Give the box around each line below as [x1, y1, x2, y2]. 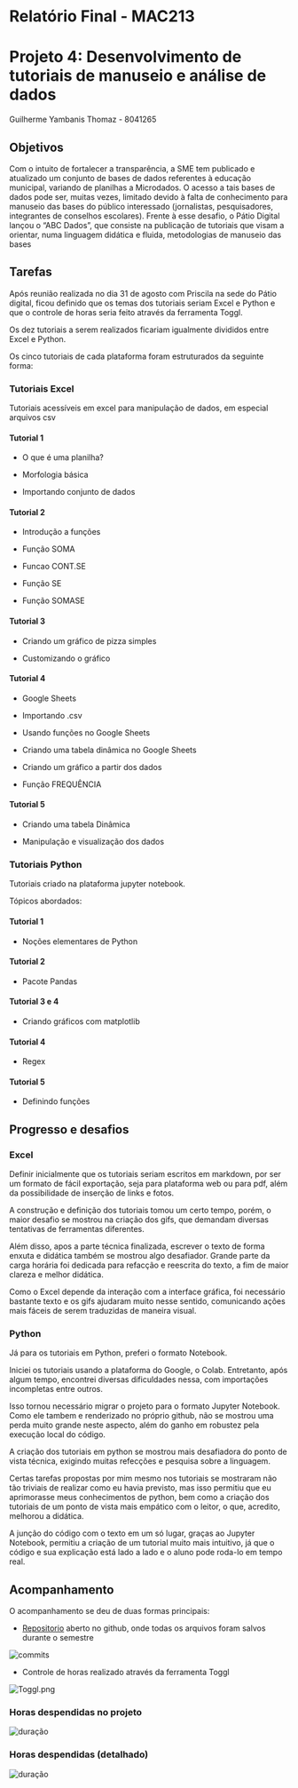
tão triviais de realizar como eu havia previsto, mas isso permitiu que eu [9, 1482, 272, 1493]
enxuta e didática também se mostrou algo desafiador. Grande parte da [9, 1251, 271, 1261]
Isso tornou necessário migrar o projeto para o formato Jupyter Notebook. [9, 1401, 281, 1411]
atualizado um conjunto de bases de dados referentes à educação [9, 172, 251, 183]
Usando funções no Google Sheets [21, 727, 151, 738]
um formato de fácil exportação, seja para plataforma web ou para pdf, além [9, 1179, 288, 1189]
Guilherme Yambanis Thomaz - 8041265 [9, 114, 157, 125]
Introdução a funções [21, 527, 101, 537]
